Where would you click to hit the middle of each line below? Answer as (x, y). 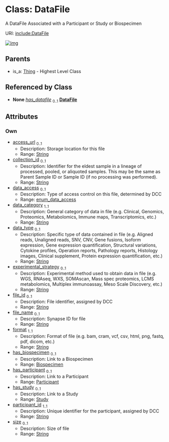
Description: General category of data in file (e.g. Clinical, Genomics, (92, 212)
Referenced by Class (39, 87)
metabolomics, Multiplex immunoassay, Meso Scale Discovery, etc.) (91, 284)
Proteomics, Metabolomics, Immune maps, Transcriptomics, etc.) (88, 217)
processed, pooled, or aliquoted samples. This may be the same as (90, 172)
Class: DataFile (38, 9)
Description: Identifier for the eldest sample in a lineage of (81, 166)
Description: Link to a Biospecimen (57, 359)
